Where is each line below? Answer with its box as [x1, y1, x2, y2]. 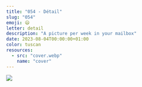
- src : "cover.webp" [11, 53, 62, 59]
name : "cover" [17, 58, 52, 64]
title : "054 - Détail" [6, 8, 62, 15]
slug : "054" [6, 14, 36, 20]
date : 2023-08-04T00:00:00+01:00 [6, 36, 89, 42]
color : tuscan [6, 42, 42, 48]
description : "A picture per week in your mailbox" [6, 31, 137, 37]
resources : [6, 47, 33, 53]
